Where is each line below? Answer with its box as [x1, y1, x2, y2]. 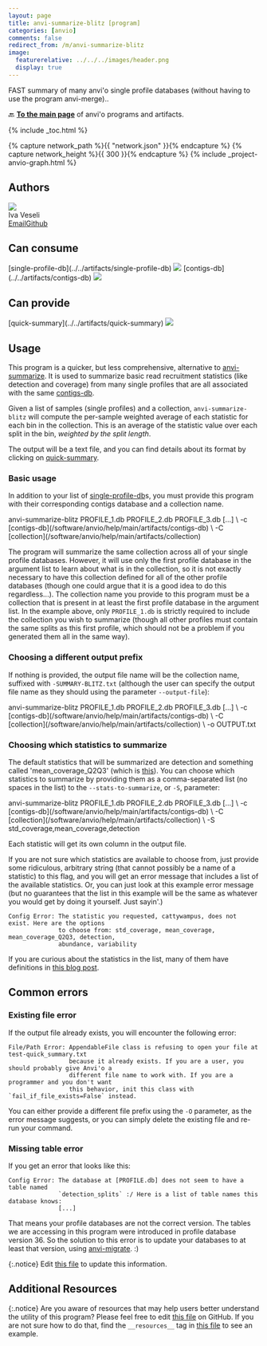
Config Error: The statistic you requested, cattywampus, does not [8, 912, 238, 920]
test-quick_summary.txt [8, 1050, 88, 1058]
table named [8, 1183, 48, 1191]
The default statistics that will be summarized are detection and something [8, 757, 253, 766]
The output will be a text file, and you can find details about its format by [8, 444, 246, 454]
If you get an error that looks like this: [8, 1161, 132, 1171]
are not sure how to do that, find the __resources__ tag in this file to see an [8, 1320, 253, 1330]
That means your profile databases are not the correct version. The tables [8, 1218, 251, 1228]
